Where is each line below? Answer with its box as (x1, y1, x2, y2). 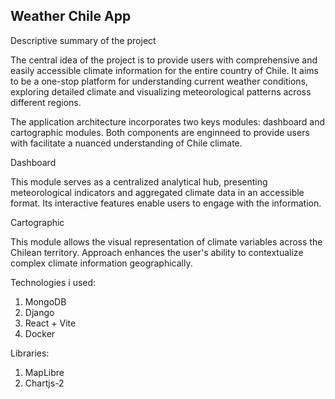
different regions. (10, 96, 82, 108)
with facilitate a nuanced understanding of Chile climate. (10, 137, 243, 149)
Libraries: (10, 347, 50, 359)
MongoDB (24, 295, 67, 308)
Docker (24, 327, 56, 339)
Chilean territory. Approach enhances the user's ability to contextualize (10, 246, 304, 258)
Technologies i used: (10, 276, 97, 288)
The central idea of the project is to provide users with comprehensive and (10, 54, 318, 66)
